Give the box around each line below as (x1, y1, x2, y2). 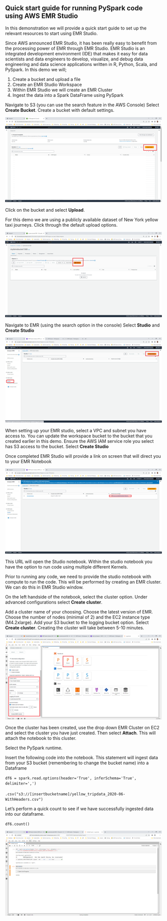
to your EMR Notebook (5, 458, 52, 464)
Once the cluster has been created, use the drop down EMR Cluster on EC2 (5, 725, 160, 731)
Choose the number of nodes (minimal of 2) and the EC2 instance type (5, 614, 150, 620)
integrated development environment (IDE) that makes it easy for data (5, 50, 148, 56)
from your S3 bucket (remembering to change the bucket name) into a (5, 760, 149, 766)
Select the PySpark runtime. (5, 745, 63, 751)
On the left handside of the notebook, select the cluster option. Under (5, 594, 148, 600)
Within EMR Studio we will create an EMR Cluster (12, 87, 113, 93)
